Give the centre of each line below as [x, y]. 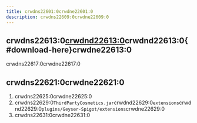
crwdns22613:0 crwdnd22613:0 [66, 41]
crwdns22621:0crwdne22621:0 [65, 82]
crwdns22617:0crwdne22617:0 [43, 64]
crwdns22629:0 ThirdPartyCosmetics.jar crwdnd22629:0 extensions [97, 102]
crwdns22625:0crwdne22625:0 [53, 97]
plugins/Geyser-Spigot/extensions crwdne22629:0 [103, 109]
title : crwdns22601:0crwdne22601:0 [50, 11]
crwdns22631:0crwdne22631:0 [52, 115]
